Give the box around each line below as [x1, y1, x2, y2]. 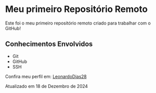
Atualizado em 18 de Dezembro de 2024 [5, 83, 88, 89]
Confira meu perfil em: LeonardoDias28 [5, 73, 87, 79]
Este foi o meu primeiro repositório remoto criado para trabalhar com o [5, 20, 151, 26]
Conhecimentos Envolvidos [5, 40, 93, 48]
